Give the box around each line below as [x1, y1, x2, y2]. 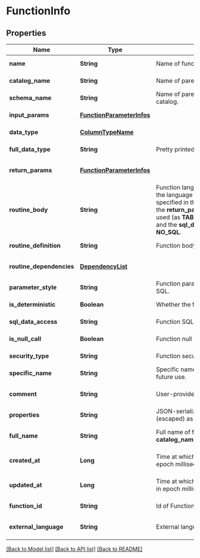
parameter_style [9, 283, 57, 291]
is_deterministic [9, 300, 56, 309]
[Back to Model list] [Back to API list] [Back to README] [6, 545, 143, 553]
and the [155, 221, 177, 229]
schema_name [9, 94, 52, 102]
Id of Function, [155, 502, 196, 510]
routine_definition [9, 242, 61, 249]
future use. [155, 373, 186, 381]
